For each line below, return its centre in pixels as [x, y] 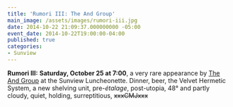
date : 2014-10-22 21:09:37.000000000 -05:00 [74, 27]
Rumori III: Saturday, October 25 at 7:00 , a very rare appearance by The [114, 73]
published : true [31, 40]
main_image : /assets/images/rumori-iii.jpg [73, 20]
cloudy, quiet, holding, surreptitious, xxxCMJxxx [78, 95]
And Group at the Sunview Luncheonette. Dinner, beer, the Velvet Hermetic [117, 80]
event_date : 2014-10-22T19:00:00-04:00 [66, 33]
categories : [25, 46]
